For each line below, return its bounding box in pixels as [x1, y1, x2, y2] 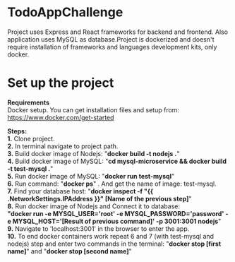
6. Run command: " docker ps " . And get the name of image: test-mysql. [7, 179, 217, 188]
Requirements [7, 98, 50, 107]
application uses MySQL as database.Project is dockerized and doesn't [7, 35, 215, 43]
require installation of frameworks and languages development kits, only [7, 42, 217, 51]
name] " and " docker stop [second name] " [7, 246, 132, 255]
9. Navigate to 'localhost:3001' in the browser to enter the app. [7, 224, 190, 233]
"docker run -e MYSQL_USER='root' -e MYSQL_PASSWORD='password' [7, 209, 224, 218]
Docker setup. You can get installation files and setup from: [7, 105, 180, 114]
